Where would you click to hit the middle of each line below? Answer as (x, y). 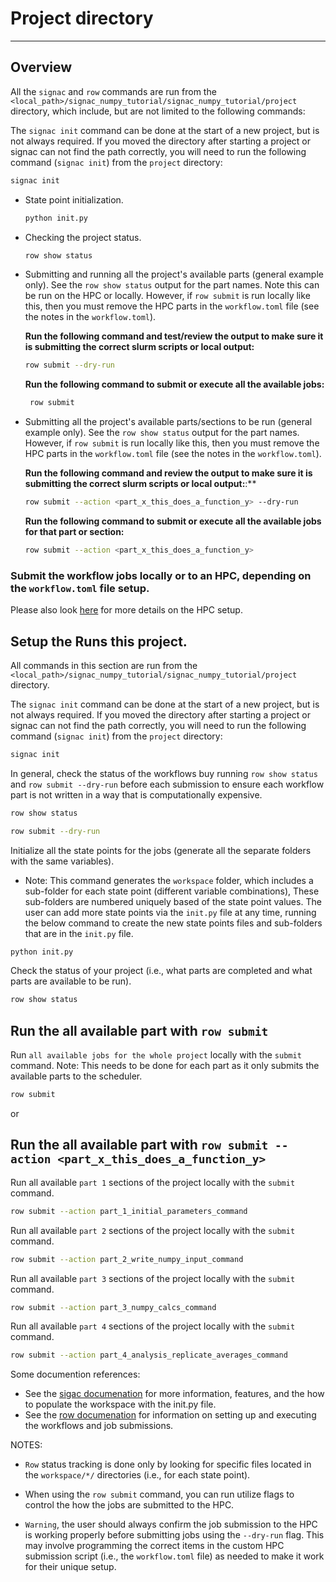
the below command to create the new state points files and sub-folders (173, 923)
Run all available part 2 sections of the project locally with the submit (153, 1230)
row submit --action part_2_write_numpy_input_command (127, 1259)
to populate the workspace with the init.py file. (120, 1404)
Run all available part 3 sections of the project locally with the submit (153, 1278)
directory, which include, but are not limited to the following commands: (158, 111)
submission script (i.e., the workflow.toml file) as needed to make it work (174, 1556)
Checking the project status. (83, 237)
